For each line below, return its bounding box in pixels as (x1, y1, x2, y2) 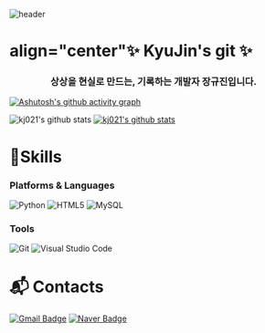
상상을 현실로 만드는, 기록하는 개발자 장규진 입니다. (49, 76, 258, 88)
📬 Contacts (9, 276, 104, 297)
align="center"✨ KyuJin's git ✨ (9, 41, 253, 61)
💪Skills (9, 146, 62, 167)
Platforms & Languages (9, 179, 115, 192)
